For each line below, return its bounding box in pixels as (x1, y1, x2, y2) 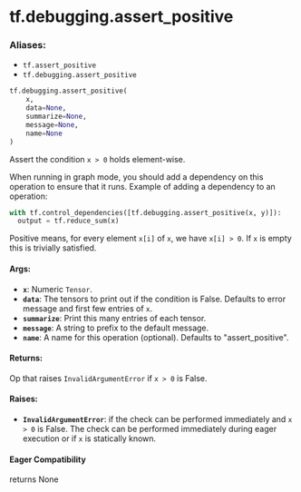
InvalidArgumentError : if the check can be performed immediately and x (22, 413, 293, 424)
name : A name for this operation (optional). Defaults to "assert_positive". (22, 331, 289, 342)
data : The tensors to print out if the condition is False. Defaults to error (22, 293, 286, 304)
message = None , (25, 120, 79, 129)
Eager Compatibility (9, 454, 86, 465)
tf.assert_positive (22, 61, 97, 70)
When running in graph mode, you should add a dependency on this (9, 171, 264, 182)
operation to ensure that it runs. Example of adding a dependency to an (9, 181, 277, 192)
